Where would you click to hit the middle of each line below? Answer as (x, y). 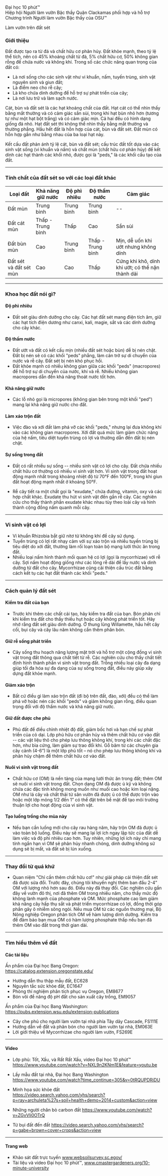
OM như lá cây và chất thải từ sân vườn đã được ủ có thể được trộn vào (85, 794)
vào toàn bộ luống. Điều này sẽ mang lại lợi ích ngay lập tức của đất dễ (85, 833)
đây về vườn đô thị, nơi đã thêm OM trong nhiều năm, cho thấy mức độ (85, 893)
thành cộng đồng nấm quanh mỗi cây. (51, 507)
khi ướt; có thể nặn (137, 267)
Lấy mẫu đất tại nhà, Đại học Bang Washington (60, 1074)
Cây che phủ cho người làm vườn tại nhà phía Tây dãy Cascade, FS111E (85, 1021)
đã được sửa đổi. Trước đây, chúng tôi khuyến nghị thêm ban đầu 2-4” (85, 883)
